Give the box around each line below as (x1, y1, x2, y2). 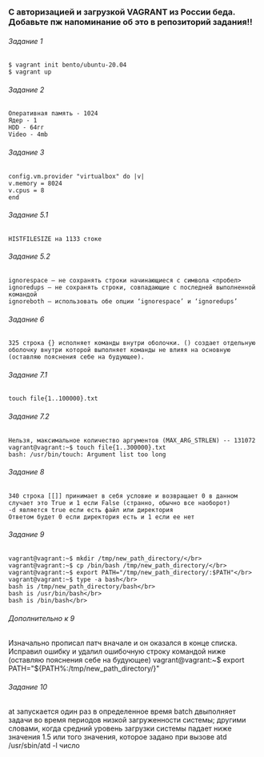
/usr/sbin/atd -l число (8, 741, 80, 751)
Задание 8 (8, 467, 45, 477)
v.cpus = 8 (8, 186, 45, 194)
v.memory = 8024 (8, 179, 62, 187)
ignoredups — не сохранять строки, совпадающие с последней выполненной (8, 283, 256, 291)
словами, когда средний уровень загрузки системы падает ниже (8, 723, 232, 734)
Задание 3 (8, 147, 45, 157)
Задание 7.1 (8, 370, 48, 379)
